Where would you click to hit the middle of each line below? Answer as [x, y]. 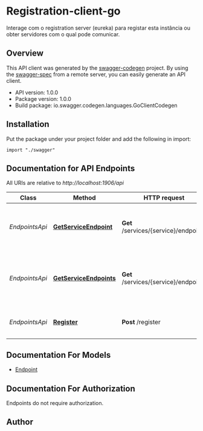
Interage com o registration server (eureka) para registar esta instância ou [98, 28]
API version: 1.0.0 [37, 92]
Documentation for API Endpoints [71, 168]
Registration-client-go [63, 11]
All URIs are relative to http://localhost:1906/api [65, 183]
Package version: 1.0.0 [43, 99]
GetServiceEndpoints [84, 278]
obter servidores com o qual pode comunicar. [63, 34]
